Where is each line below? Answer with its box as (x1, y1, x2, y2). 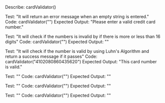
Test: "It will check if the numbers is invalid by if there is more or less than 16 (5, 34, 161, 39)
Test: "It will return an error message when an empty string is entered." (5, 14, 149, 19)
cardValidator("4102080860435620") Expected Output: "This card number (5, 59, 157, 64)
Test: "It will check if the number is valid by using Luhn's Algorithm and (5, 49, 149, 54)
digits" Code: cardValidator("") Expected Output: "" (5, 39, 109, 45)
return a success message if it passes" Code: (5, 53, 98, 59)
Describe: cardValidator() (5, 4, 57, 10)
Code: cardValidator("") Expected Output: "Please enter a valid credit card (5, 19, 156, 25)
